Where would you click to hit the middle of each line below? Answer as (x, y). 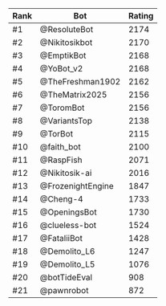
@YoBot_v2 (61, 69)
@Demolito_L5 (67, 264)
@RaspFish (61, 160)
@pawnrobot (64, 290)
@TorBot (57, 134)
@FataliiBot (61, 238)
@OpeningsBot (69, 212)
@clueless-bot (68, 225)
